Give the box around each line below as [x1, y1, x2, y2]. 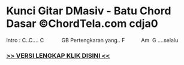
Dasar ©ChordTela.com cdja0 [6, 17, 158, 30]
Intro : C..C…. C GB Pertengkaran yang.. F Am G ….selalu [6, 36, 179, 44]
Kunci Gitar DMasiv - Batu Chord [6, 4, 171, 18]
